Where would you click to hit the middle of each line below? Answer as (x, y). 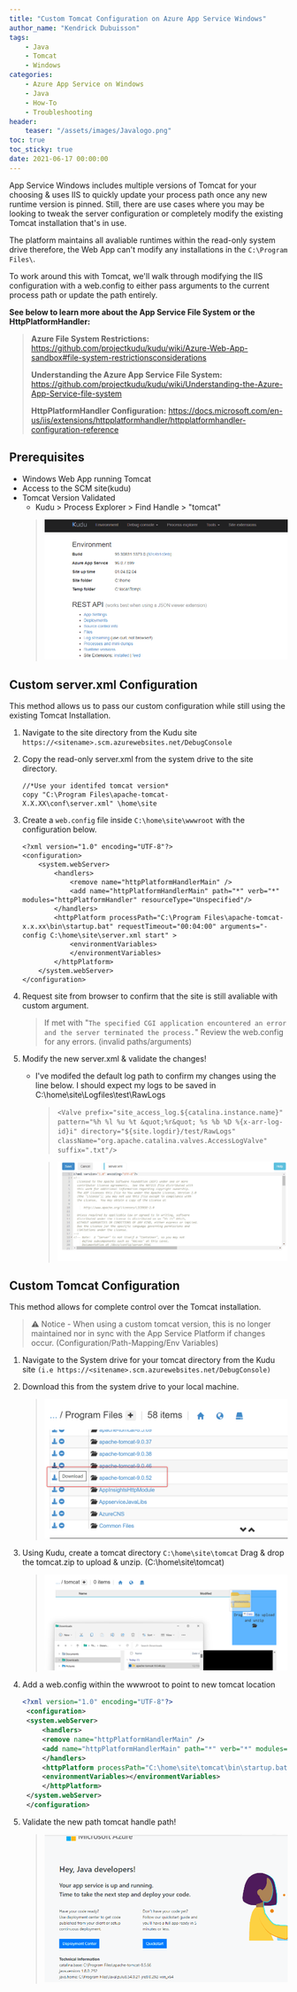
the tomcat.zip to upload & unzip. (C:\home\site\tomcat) (123, 1562)
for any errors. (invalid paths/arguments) (118, 1042)
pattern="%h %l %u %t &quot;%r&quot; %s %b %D (145, 1122)
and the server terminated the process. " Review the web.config (164, 1032)
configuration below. (59, 829)
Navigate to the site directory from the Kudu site (109, 733)
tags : (19, 37)
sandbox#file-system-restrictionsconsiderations (118, 357)
